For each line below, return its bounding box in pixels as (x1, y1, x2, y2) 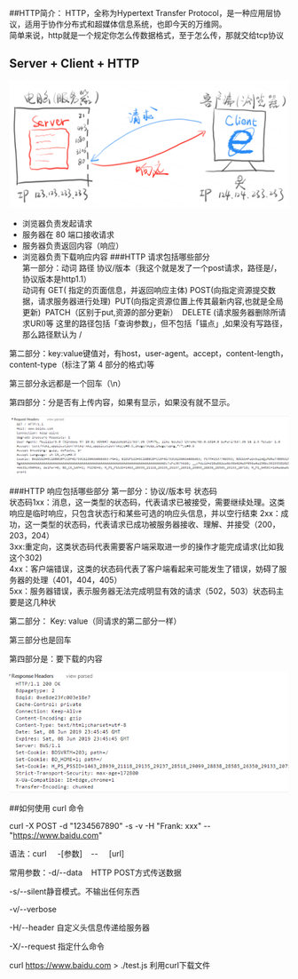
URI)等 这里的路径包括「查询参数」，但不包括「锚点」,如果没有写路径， (29, 318, 288, 329)
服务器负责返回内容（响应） (21, 240, 124, 251)
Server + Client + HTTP (9, 56, 140, 71)
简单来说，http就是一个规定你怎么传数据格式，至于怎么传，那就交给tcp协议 (9, 30, 285, 40)
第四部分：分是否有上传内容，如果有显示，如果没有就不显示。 (9, 396, 235, 407)
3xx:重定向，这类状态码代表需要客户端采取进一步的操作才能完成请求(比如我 (9, 541, 285, 553)
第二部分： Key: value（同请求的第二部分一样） (9, 616, 182, 626)
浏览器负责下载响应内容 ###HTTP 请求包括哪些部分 (21, 251, 210, 262)
